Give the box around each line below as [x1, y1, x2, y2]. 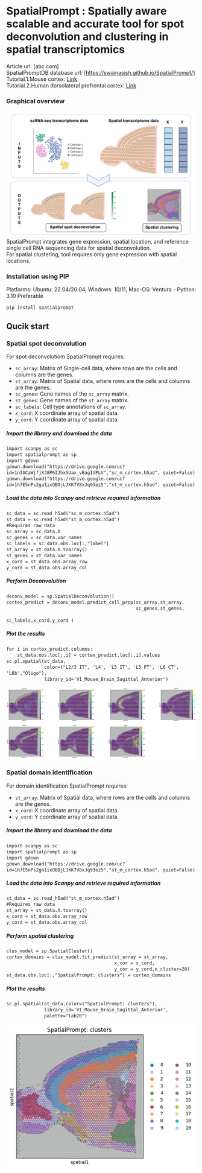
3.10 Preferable [6, 292, 43, 300]
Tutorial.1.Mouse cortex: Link [6, 75, 77, 83]
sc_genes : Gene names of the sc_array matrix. [14, 390, 129, 397]
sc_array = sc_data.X [6, 528, 61, 534]
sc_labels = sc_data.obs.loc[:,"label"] [6, 540, 110, 546]
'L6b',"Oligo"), [6, 670, 47, 676]
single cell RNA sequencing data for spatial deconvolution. [6, 244, 152, 251]
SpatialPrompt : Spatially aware [6, 4, 167, 18]
